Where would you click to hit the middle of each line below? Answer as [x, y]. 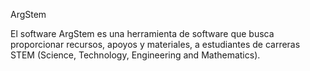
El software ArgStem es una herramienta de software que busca [142, 33]
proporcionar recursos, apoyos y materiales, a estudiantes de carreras [155, 44]
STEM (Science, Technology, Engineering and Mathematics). [135, 55]
